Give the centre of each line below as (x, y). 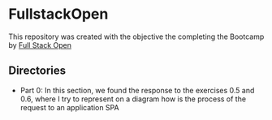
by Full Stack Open (40, 45)
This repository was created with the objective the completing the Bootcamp (136, 36)
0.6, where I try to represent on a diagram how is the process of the (133, 99)
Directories (37, 71)
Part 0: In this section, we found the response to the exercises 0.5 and (137, 90)
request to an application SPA (69, 107)
